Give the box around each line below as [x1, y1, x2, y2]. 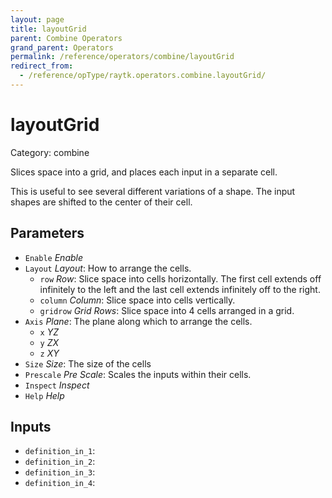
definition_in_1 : [24, 445, 96, 457]
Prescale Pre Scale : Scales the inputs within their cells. [24, 368, 252, 380]
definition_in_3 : [24, 466, 96, 478]
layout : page [10, 14, 65, 25]
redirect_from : [10, 61, 74, 71]
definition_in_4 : [24, 477, 96, 489]
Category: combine [10, 146, 90, 158]
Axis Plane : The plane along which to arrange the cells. [24, 315, 253, 327]
